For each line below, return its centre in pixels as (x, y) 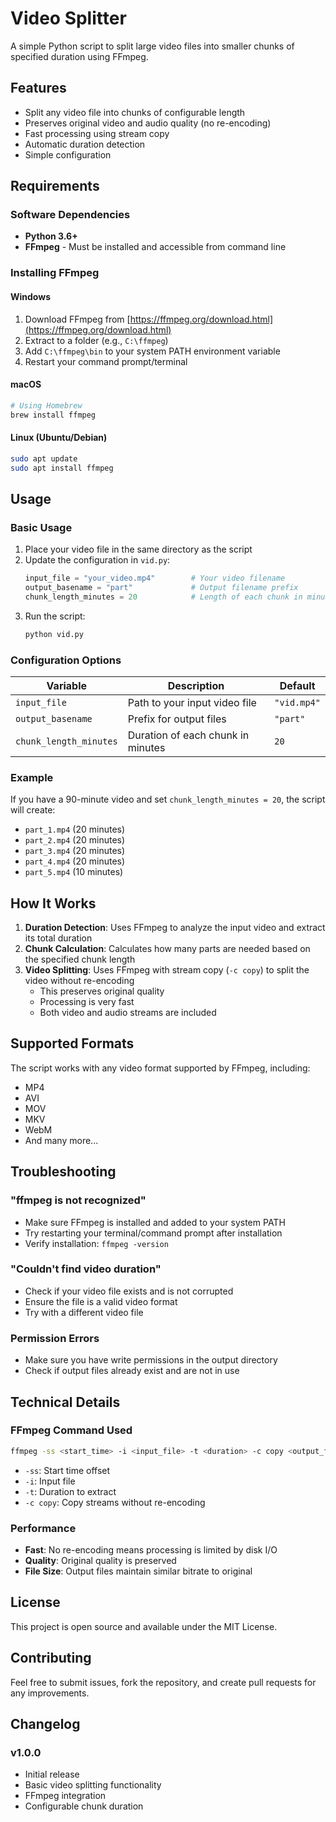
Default (297, 685)
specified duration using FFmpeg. (79, 56)
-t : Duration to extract (70, 1491)
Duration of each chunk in (188, 735)
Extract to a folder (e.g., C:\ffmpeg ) (96, 340)
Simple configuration (68, 154)
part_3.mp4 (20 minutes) (75, 851)
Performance (43, 1528)
